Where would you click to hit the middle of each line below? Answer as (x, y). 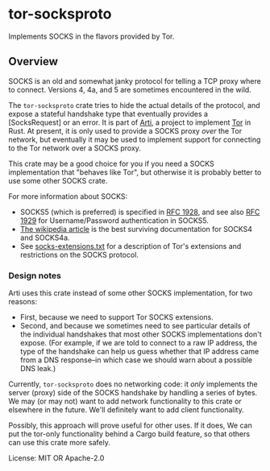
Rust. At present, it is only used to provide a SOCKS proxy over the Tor (125, 130)
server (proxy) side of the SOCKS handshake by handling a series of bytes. (133, 393)
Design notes (35, 275)
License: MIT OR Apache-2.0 (56, 458)
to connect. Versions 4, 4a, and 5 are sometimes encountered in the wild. (130, 89)
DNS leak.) (38, 369)
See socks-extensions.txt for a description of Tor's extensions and (131, 246)
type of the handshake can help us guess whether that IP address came (139, 352)
